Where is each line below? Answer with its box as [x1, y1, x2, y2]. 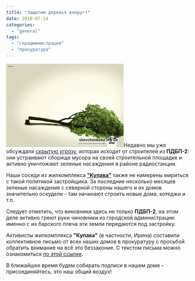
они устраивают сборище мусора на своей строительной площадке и [6, 154, 182, 161]
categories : [6, 22, 35, 28]
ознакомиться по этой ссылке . [6, 250, 83, 258]
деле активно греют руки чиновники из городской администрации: [6, 214, 176, 221]
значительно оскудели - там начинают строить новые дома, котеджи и [6, 190, 186, 197]
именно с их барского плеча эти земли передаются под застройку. [6, 220, 176, 227]
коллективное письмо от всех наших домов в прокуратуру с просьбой [6, 238, 185, 245]
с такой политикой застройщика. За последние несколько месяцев [6, 178, 176, 185]
